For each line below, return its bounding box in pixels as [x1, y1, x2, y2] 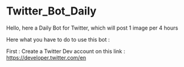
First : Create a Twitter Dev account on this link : [6, 47, 125, 55]
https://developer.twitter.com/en [6, 54, 87, 61]
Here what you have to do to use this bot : [6, 36, 110, 43]
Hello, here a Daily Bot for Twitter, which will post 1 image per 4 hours [6, 24, 179, 31]
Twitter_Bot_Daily [6, 4, 97, 18]
